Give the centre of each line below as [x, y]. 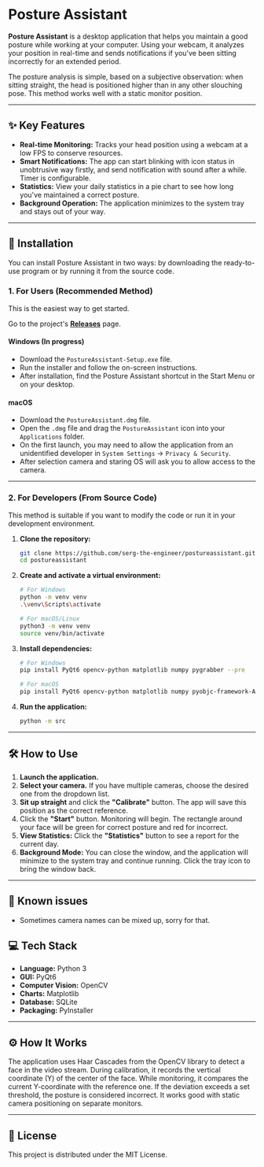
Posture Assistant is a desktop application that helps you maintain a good [128, 36]
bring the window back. [58, 869]
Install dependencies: [56, 648]
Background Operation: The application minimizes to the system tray [132, 203]
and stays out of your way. [62, 211]
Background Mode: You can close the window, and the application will [134, 852]
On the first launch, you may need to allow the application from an [126, 445]
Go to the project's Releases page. [65, 324]
